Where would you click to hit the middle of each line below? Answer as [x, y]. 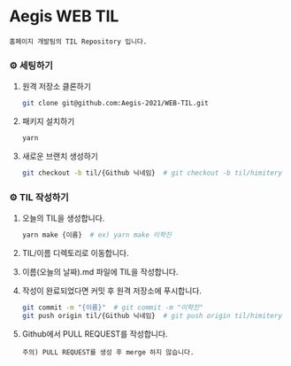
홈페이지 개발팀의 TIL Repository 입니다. [78, 42]
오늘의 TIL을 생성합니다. [63, 218]
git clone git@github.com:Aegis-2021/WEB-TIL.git [115, 104]
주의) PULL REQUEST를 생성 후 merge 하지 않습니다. [108, 352]
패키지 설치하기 [48, 121]
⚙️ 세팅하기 [31, 66]
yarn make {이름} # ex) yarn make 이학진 [97, 235]
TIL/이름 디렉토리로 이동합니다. [76, 253]
